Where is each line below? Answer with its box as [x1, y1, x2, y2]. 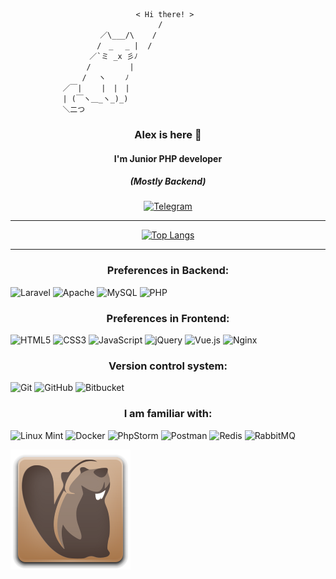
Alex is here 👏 [134, 127, 202, 141]
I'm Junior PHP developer [113, 152, 223, 164]
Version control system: [108, 359, 228, 373]
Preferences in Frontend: [106, 311, 230, 325]
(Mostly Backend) [129, 175, 207, 188]
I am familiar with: [123, 407, 213, 421]
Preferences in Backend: [106, 264, 230, 278]
